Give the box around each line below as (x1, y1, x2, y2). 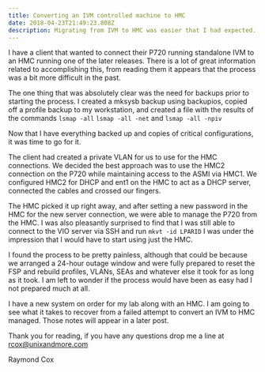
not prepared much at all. (8, 284, 91, 293)
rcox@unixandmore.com (8, 340, 89, 349)
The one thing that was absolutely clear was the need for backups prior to (8, 88, 249, 98)
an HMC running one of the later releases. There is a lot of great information (8, 56, 256, 66)
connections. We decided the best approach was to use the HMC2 (8, 161, 225, 171)
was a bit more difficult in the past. (8, 73, 121, 83)
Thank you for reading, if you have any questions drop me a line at (8, 331, 225, 340)
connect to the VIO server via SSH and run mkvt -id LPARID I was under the (8, 227, 255, 236)
